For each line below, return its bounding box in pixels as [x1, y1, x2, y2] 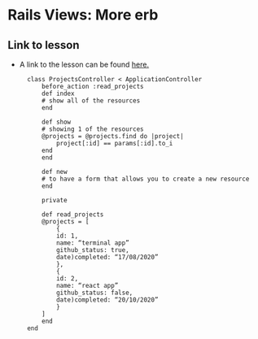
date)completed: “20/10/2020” [55, 296, 159, 304]
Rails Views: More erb [7, 6, 159, 24]
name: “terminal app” [55, 239, 129, 247]
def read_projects [41, 211, 104, 219]
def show [41, 118, 72, 126]
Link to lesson [7, 38, 80, 52]
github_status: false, [55, 289, 133, 297]
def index [41, 89, 75, 98]
